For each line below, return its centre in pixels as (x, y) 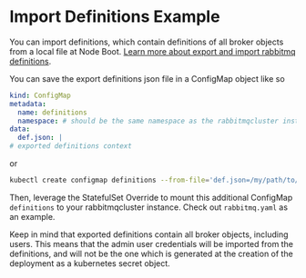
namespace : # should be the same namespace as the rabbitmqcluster (148, 121)
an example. (32, 216)
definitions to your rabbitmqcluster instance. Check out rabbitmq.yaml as (149, 207)
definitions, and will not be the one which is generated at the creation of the (151, 253)
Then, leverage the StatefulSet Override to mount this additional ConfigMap (151, 197)
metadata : (28, 104)
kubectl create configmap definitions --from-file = (109, 180)
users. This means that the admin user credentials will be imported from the (152, 243)
